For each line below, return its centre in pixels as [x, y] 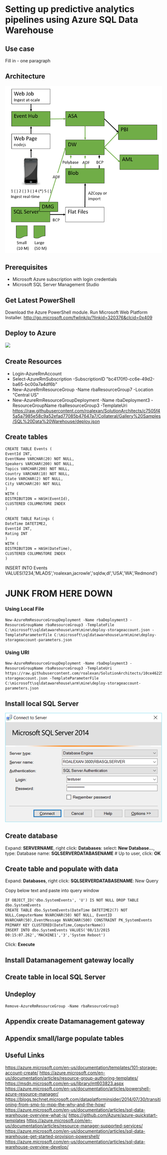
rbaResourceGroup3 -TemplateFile [80, 625]
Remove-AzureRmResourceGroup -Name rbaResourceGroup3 [62, 1006]
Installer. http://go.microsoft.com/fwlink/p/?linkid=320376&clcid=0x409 [79, 317]
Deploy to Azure [31, 333]
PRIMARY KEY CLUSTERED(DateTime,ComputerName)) [55, 925]
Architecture [25, 77]
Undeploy [21, 994]
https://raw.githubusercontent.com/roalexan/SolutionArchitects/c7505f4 [86, 410]
